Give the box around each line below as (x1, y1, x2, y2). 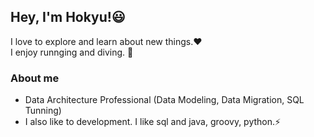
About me (10, 71, 60, 85)
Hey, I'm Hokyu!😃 (10, 9, 126, 26)
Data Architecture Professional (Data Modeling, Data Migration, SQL (24, 94, 305, 106)
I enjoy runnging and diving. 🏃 (10, 46, 134, 58)
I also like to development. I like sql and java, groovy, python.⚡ (24, 116, 282, 128)
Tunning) (24, 105, 62, 117)
